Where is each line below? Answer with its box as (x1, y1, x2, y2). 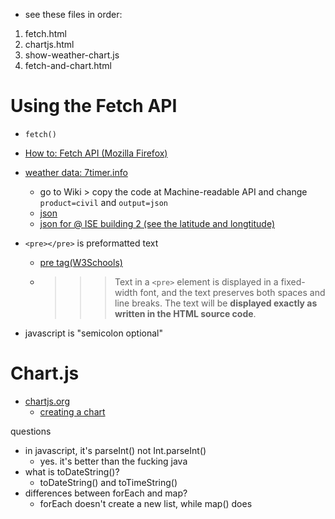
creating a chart (39, 405, 106, 418)
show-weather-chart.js (24, 49, 120, 61)
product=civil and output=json (39, 196, 169, 208)
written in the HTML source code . (114, 307, 257, 319)
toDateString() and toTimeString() (39, 476, 178, 488)
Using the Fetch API (10, 95, 178, 118)
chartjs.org (24, 395, 70, 407)
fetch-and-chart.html (24, 60, 112, 71)
